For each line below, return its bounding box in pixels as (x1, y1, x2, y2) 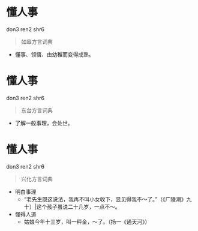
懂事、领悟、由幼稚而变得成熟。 (14, 50, 94, 58)
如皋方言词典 (20, 38, 53, 45)
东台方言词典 (20, 106, 53, 114)
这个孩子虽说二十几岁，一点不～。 (36, 203, 121, 210)
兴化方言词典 (20, 175, 53, 182)
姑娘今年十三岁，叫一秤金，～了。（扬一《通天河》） (23, 218, 151, 225)
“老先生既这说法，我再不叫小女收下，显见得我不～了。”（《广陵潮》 (23, 196, 187, 203)
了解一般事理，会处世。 (14, 119, 73, 127)
